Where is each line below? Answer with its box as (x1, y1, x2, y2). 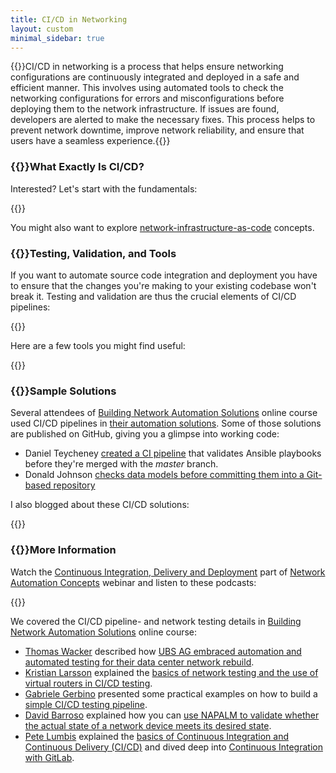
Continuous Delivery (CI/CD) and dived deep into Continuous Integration (24, 741, 323, 753)
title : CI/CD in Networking (10, 14, 128, 25)
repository (53, 479, 96, 491)
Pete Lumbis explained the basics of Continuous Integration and (24, 730, 289, 742)
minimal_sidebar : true (10, 33, 105, 43)
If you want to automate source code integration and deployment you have (10, 269, 318, 281)
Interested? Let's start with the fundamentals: (10, 182, 198, 195)
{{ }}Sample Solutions (10, 384, 117, 398)
